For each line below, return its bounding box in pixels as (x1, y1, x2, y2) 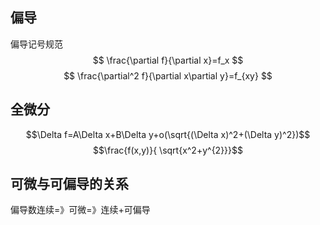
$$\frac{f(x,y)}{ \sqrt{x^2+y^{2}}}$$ (92, 144, 244, 156)
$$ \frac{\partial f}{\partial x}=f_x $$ (92, 54, 244, 66)
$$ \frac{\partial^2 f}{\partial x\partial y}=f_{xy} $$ (63, 69, 273, 82)
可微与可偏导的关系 (10, 176, 129, 193)
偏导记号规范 (10, 38, 63, 50)
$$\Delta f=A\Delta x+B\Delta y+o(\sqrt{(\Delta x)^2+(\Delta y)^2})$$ (25, 128, 311, 140)
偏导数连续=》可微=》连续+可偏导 (10, 204, 151, 216)
